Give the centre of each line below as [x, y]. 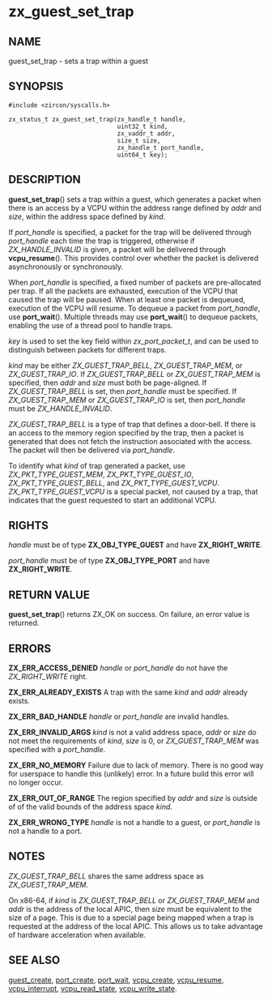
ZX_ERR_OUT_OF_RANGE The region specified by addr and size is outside [133, 798]
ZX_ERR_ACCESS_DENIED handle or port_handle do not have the [118, 668]
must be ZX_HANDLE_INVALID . [60, 409]
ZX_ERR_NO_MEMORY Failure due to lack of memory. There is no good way [136, 765]
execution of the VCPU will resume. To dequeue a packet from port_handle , [134, 308]
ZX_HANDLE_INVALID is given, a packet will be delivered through [117, 249]
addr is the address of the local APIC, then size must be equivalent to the [130, 909]
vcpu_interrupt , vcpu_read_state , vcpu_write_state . [93, 988]
